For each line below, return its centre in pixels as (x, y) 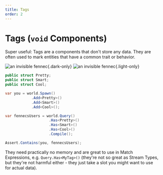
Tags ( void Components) (56, 38)
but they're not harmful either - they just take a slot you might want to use (79, 162)
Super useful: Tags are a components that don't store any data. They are (78, 52)
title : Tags (17, 10)
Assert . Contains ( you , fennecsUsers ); (43, 143)
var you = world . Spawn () (30, 93)
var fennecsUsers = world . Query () (40, 116)
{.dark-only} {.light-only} (94, 66)
